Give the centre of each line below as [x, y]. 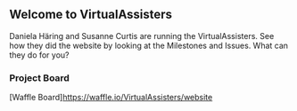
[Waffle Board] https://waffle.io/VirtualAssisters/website [111, 98]
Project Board [39, 77]
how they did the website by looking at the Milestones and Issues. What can [148, 45]
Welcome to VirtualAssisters [91, 15]
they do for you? [39, 55]
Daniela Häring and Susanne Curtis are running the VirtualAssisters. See [142, 36]
